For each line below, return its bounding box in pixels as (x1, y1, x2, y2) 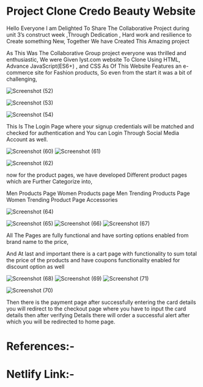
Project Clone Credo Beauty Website (6, 4, 196, 18)
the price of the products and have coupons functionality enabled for (6, 256, 180, 264)
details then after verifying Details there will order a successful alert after (6, 311, 190, 319)
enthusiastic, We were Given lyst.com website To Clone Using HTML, (6, 56, 180, 63)
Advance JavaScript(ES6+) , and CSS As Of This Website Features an (6, 62, 182, 70)
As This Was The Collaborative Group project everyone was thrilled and (6, 49, 186, 56)
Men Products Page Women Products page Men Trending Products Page (6, 190, 190, 197)
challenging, (6, 75, 38, 83)
